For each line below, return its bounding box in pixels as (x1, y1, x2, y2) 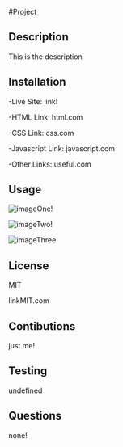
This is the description (8, 52, 83, 61)
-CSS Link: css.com (8, 128, 74, 137)
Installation (8, 75, 66, 89)
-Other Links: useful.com (8, 159, 91, 169)
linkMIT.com (8, 296, 50, 306)
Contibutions (8, 319, 76, 333)
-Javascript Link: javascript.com (8, 143, 116, 153)
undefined (8, 386, 43, 395)
